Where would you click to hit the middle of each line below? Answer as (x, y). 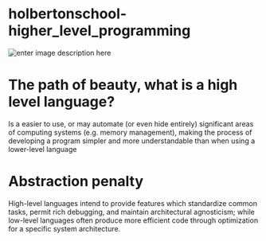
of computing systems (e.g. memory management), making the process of (130, 132)
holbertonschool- (68, 14)
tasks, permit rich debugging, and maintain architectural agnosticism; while (131, 212)
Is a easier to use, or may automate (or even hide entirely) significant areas (131, 123)
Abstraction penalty (76, 182)
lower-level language (43, 149)
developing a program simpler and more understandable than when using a (132, 141)
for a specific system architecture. (65, 228)
